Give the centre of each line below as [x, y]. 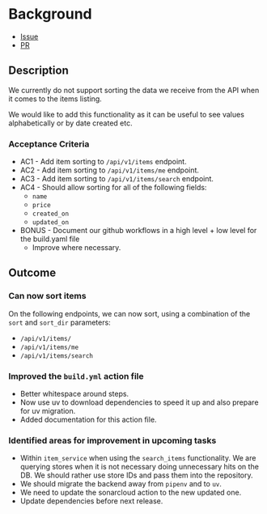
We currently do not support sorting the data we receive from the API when [134, 90]
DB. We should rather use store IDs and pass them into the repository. [136, 475]
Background [50, 14]
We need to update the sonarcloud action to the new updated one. [131, 493]
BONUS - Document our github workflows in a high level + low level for [138, 231]
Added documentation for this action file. [88, 420]
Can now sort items [47, 296]
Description [38, 71]
